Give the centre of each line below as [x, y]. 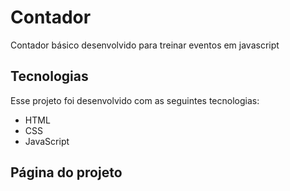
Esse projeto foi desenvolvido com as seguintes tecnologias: [135, 100]
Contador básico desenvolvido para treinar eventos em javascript [145, 45]
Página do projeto [66, 172]
